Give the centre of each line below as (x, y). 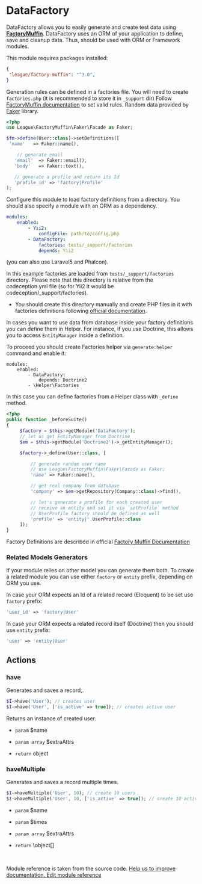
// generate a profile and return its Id (67, 177)
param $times (31, 821)
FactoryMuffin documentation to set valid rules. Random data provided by (98, 104)
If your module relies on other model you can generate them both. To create (100, 570)
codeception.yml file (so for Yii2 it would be (60, 286)
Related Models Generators (47, 557)
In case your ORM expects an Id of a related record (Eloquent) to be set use (100, 595)
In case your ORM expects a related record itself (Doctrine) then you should (100, 624)
